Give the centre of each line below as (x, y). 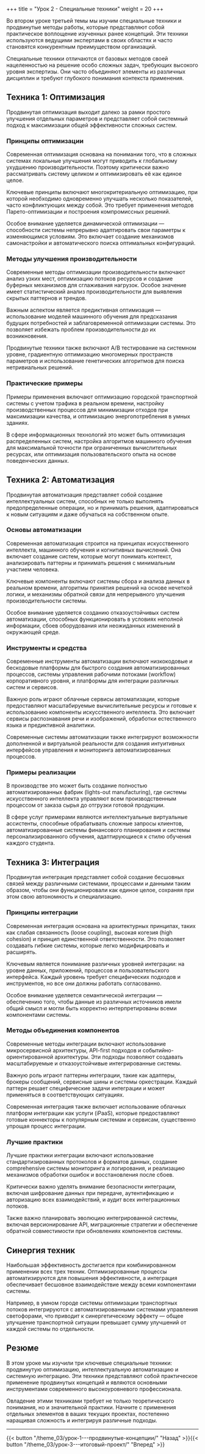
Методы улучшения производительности (72, 259)
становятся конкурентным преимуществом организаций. (81, 47)
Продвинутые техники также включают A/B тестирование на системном (101, 348)
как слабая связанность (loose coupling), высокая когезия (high (89, 932)
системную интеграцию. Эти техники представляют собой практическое (102, 1376)
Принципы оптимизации (45, 141)
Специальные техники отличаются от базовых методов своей (87, 58)
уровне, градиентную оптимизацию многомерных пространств (90, 354)
